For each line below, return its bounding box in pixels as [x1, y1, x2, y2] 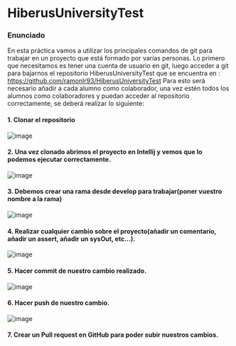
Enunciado [7, 31, 45, 40]
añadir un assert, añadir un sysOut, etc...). [7, 234, 136, 243]
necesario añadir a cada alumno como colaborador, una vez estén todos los [7, 84, 230, 93]
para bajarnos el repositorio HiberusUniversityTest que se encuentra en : [7, 69, 220, 77]
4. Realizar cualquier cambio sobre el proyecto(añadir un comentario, [7, 227, 217, 235]
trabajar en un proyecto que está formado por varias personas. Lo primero [7, 54, 225, 63]
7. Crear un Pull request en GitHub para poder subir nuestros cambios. [7, 330, 219, 339]
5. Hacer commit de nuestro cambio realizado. [7, 266, 147, 275]
